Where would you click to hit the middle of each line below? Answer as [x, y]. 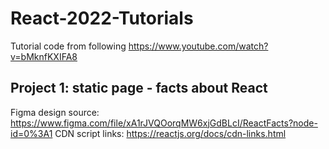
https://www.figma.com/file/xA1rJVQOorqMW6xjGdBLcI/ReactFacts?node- [164, 123]
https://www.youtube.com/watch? [198, 46]
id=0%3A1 [31, 133]
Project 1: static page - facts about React [139, 88]
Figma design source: [55, 112]
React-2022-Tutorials [102, 18]
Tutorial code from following [68, 46]
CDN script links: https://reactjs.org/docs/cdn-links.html [170, 133]
